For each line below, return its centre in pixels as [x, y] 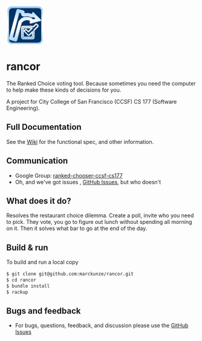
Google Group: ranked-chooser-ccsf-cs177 [69, 175]
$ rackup [17, 292]
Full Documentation [44, 127]
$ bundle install [28, 286]
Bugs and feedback [44, 311]
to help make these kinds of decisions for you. [64, 90]
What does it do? [39, 201]
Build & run [27, 247]
